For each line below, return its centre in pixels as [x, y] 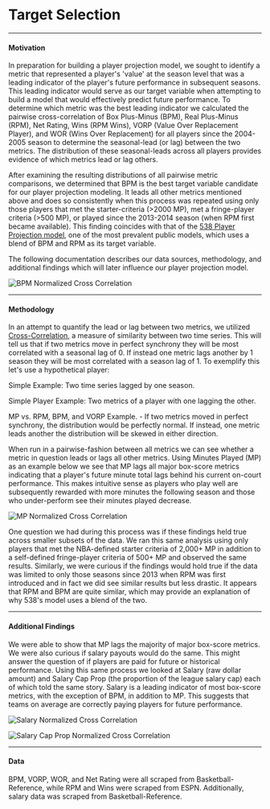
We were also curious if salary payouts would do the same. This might [124, 653]
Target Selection [65, 15]
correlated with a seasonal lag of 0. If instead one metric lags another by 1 [131, 353]
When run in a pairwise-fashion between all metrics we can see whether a [131, 449]
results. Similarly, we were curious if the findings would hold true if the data [133, 566]
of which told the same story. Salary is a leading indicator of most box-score [135, 687]
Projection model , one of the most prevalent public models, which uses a [129, 235]
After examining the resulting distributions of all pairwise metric [113, 175]
